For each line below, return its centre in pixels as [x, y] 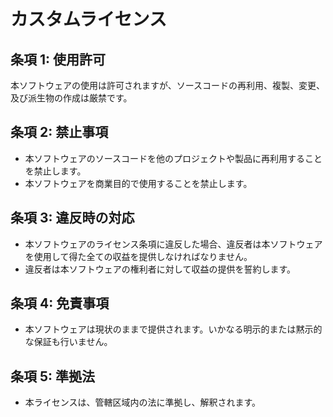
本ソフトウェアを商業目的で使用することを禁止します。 [138, 183]
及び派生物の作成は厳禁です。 [71, 98]
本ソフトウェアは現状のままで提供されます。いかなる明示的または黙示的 [173, 329]
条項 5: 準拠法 [53, 376]
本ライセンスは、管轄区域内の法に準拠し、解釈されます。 [143, 402]
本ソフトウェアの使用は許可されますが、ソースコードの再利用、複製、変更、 [168, 85]
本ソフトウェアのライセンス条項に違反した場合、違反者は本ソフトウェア [173, 244]
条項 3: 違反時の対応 [72, 218]
